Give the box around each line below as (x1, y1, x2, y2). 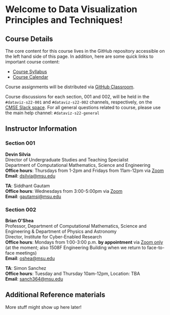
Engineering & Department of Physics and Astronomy (5, 228, 117, 234)
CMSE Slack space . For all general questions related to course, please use (5, 104, 161, 110)
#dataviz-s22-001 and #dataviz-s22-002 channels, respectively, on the (5, 99, 152, 105)
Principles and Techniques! (5, 14, 123, 26)
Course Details (5, 34, 53, 43)
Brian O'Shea (5, 217, 34, 224)
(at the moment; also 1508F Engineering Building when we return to (5, 244, 146, 251)
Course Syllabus (12, 68, 47, 75)
